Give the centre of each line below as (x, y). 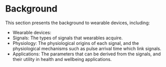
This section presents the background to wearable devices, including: (78, 23)
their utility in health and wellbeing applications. (62, 59)
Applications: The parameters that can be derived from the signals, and (87, 54)
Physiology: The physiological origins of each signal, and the (76, 43)
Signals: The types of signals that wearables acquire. (68, 38)
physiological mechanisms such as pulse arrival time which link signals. (87, 48)
